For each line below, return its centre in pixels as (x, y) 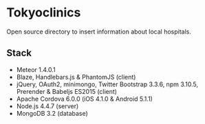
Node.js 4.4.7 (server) (47, 106)
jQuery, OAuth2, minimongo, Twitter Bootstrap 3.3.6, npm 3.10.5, (107, 84)
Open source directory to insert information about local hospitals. (99, 32)
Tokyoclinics (44, 13)
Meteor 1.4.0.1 (36, 69)
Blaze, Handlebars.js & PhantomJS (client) (76, 77)
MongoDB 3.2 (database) (52, 113)
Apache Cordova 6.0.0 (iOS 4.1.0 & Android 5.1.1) (84, 99)
